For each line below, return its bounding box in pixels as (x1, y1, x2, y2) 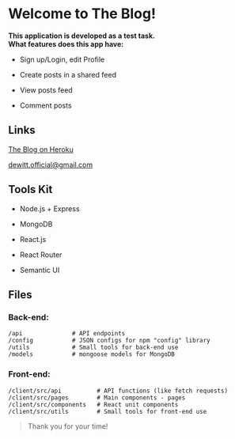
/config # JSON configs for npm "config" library (8, 337, 211, 345)
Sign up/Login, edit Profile (19, 55, 105, 64)
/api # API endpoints (8, 330, 126, 338)
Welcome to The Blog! (8, 5, 157, 23)
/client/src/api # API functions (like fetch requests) (8, 387, 228, 395)
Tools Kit (8, 183, 53, 196)
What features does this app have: (8, 39, 124, 48)
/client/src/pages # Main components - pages (8, 393, 186, 402)
